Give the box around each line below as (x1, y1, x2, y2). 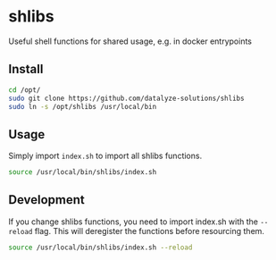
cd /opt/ (8, 85, 41, 95)
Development (8, 192, 86, 207)
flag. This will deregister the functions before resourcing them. (34, 225, 265, 236)
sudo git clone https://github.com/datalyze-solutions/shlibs (8, 94, 245, 103)
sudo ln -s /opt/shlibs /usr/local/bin (8, 102, 157, 111)
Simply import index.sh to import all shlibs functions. (8, 150, 203, 162)
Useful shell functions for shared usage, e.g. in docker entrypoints (8, 36, 252, 46)
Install (8, 62, 44, 77)
